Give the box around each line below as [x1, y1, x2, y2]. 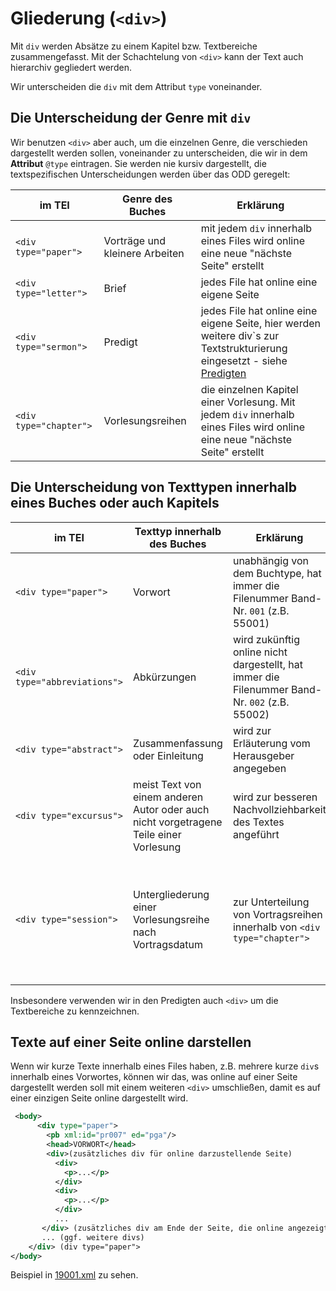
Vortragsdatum [132, 937, 203, 951]
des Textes [232, 815, 285, 829]
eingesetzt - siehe [200, 353, 288, 367]
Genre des [122, 192, 173, 206]
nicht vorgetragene [132, 815, 223, 829]
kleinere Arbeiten [103, 246, 185, 260]
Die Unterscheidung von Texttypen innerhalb [10, 479, 297, 496]
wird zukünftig [232, 632, 301, 646]
